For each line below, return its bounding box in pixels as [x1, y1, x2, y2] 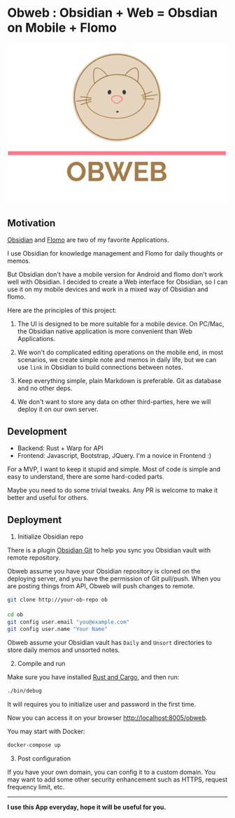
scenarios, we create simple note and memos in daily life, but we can [17, 356, 217, 364]
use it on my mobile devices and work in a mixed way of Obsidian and [7, 285, 208, 293]
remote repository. [7, 553, 61, 562]
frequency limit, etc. [7, 783, 65, 791]
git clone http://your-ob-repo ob [7, 596, 108, 603]
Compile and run [17, 660, 66, 668]
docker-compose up [7, 742, 61, 749]
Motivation [7, 217, 56, 229]
